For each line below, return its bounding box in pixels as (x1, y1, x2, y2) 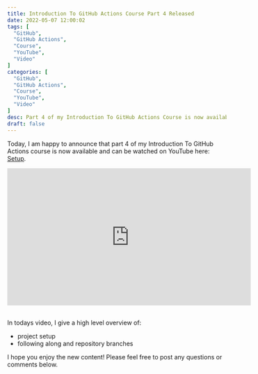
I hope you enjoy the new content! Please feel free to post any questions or (7, 352, 223, 361)
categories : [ (7, 68, 49, 75)
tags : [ (7, 23, 30, 30)
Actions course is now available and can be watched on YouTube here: (7, 147, 210, 155)
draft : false (7, 120, 45, 127)
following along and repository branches (17, 339, 134, 348)
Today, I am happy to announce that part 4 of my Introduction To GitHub (7, 139, 214, 148)
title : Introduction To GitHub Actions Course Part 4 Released (7, 10, 195, 17)
